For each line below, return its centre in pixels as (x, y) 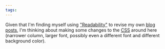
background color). (26, 41)
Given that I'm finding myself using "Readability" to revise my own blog (80, 24)
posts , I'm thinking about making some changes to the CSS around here (81, 30)
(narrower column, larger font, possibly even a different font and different (82, 35)
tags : (11, 10)
